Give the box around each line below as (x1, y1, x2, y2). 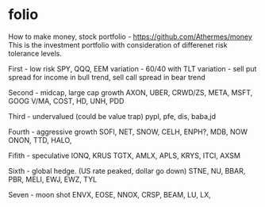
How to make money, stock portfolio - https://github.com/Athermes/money (8, 32, 252, 41)
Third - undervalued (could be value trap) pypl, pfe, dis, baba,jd (8, 111, 217, 121)
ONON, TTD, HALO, (8, 135, 72, 144)
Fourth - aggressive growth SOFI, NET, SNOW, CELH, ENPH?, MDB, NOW (8, 127, 248, 136)
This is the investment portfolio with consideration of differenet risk (8, 40, 228, 49)
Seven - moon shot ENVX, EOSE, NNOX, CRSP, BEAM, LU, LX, (8, 190, 212, 199)
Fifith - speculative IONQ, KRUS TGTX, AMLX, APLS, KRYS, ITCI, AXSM (8, 151, 240, 160)
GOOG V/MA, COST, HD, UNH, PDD (8, 96, 125, 105)
